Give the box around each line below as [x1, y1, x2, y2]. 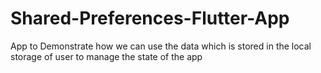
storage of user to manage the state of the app [10, 50, 203, 62]
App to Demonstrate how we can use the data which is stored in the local [10, 40, 312, 52]
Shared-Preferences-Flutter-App [10, 7, 290, 30]
